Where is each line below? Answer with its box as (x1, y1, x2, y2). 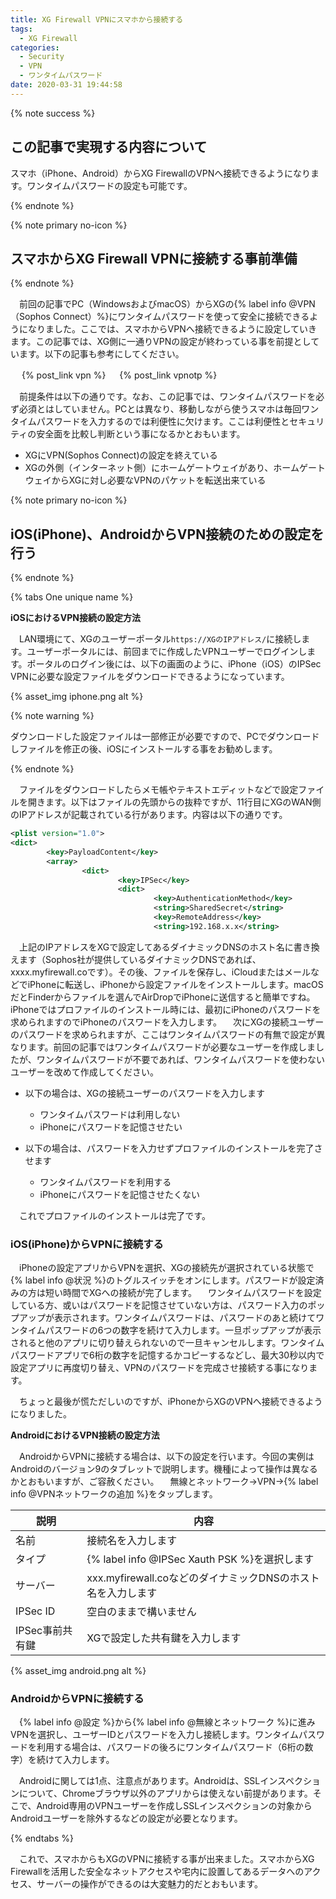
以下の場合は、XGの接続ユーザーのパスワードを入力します (24, 1087, 266, 1099)
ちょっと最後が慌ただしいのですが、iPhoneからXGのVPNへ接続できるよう (18, 1396, 323, 1408)
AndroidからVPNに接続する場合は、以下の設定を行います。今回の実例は (18, 1451, 315, 1463)
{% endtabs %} (10, 1832, 74, 1845)
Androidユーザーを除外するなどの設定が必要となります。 (10, 1812, 243, 1825)
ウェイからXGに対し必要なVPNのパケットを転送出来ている (24, 474, 267, 486)
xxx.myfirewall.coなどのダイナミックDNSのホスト (86, 1571, 320, 1585)
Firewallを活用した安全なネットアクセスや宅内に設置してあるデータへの (10, 1866, 305, 1878)
